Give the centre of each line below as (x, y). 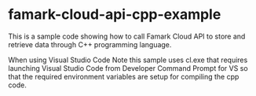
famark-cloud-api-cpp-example (115, 15)
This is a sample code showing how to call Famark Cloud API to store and (127, 36)
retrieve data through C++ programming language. (90, 44)
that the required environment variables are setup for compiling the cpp (124, 76)
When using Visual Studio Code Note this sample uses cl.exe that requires (128, 60)
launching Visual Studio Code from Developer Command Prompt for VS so (128, 68)
